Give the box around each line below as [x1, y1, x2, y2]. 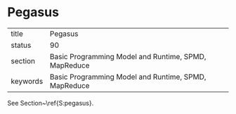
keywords [11, 76, 44, 86]
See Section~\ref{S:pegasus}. [7, 99, 94, 107]
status [11, 40, 32, 50]
